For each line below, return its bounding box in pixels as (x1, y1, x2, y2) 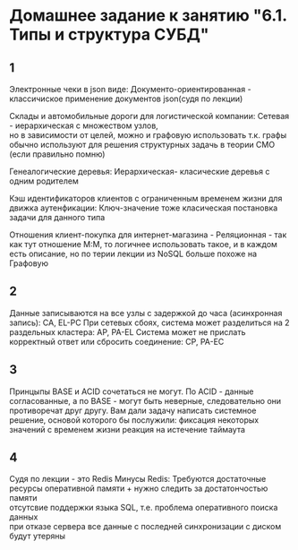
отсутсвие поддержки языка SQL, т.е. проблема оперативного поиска (9, 503, 278, 513)
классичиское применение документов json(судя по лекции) (9, 93, 243, 104)
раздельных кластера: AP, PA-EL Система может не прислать (9, 326, 246, 337)
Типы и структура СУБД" (9, 24, 209, 45)
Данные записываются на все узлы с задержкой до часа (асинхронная (9, 307, 283, 318)
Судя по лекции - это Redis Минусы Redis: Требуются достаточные (9, 474, 267, 485)
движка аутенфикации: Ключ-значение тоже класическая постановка (9, 202, 278, 213)
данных (9, 511, 38, 522)
